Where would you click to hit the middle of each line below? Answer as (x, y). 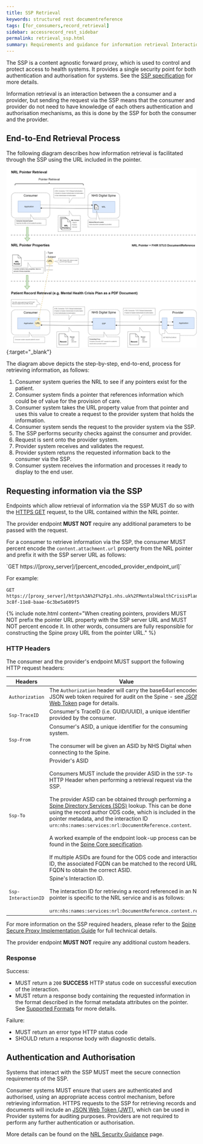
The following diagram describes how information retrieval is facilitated (95, 153)
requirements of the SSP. (37, 1079)
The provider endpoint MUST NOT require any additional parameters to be (99, 524)
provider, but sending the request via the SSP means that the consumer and (101, 100)
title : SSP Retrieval (34, 13)
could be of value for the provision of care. (68, 401)
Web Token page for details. (84, 703)
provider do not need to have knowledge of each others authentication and (100, 107)
